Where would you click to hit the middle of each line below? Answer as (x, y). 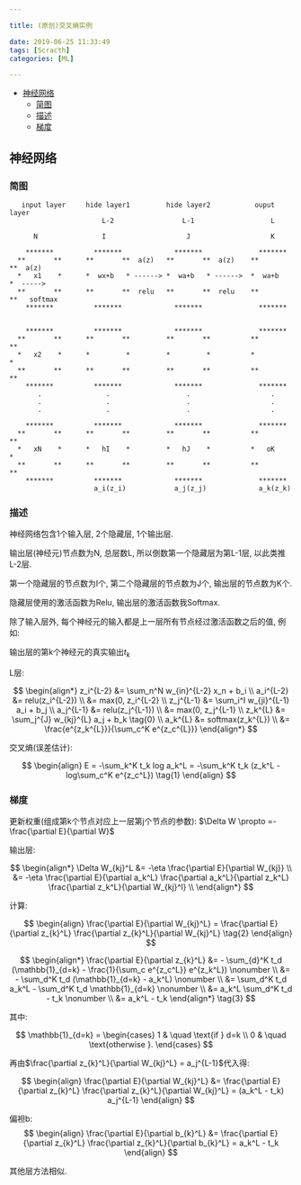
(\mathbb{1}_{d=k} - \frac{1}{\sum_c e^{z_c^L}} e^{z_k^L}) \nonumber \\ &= (151, 970)
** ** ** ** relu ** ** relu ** (138, 292)
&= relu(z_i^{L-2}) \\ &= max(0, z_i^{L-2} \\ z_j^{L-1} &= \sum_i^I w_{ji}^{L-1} (151, 700)
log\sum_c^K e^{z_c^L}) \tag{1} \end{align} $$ (151, 776)
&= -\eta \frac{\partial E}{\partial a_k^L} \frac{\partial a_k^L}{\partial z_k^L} (151, 877)
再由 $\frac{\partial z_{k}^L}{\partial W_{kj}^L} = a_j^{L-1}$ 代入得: (129, 1064)
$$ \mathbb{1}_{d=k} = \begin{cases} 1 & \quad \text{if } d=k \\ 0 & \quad (151, 1035)
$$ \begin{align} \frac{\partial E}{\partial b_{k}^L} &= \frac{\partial (146, 1134)
